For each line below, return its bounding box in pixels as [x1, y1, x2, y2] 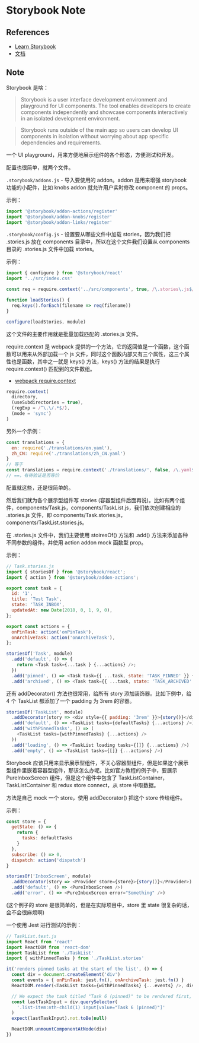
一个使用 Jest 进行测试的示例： [6, 921, 82, 928]
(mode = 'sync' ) [11, 411, 52, 417]
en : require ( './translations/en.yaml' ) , [11, 445, 113, 451]
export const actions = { [6, 623, 70, 629]
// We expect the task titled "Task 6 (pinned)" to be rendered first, [11, 993, 192, 999]
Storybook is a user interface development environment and [20, 96, 168, 103]
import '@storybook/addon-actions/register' [6, 208, 118, 214]
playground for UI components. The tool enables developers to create [20, 102, 191, 109]
